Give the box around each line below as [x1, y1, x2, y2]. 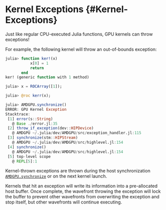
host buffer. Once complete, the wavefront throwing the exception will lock [5, 188, 161, 194]
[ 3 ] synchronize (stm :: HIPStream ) [7, 135, 78, 140]
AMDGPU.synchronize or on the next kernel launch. [5, 173, 107, 179]
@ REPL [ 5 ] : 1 [12, 158, 37, 164]
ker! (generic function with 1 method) [5, 75, 90, 80]
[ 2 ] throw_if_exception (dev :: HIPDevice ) [7, 125, 94, 131]
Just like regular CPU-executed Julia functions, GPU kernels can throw [5, 31, 153, 37]
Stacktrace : [5, 111, 30, 117]
